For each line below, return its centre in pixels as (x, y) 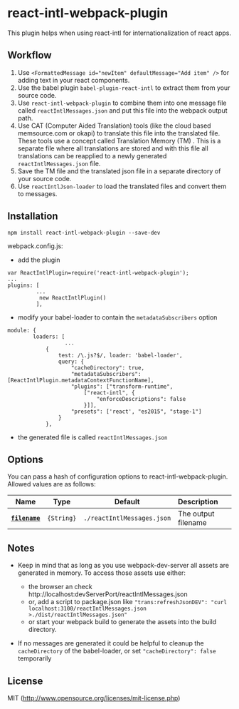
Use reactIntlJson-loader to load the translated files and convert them (122, 186)
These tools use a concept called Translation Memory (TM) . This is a (119, 141)
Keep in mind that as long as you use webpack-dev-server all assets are (123, 566)
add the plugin (39, 260)
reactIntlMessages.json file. (59, 163)
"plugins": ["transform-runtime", (122, 387)
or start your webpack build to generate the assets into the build (122, 622)
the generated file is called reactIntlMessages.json (92, 437)
